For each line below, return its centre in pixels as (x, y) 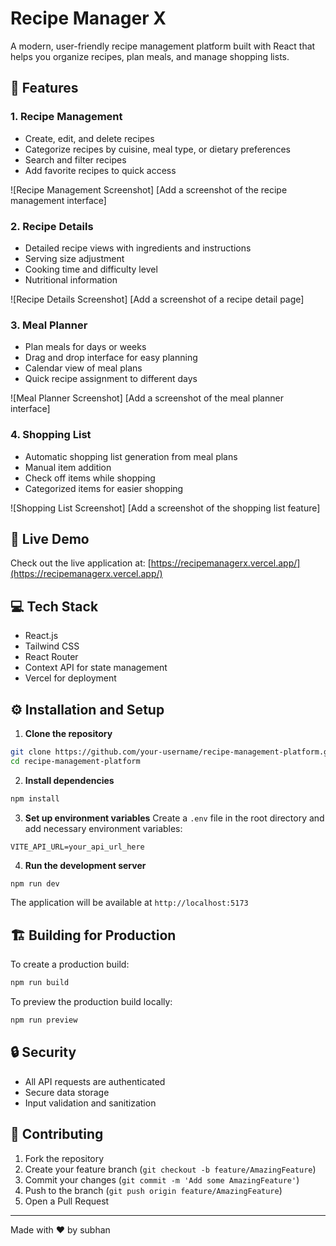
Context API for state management (96, 668)
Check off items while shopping (90, 478)
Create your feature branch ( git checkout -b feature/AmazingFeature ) (170, 1169)
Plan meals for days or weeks (85, 347)
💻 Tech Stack (54, 606)
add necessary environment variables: (103, 828)
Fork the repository (64, 1158)
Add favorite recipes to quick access (100, 170)
